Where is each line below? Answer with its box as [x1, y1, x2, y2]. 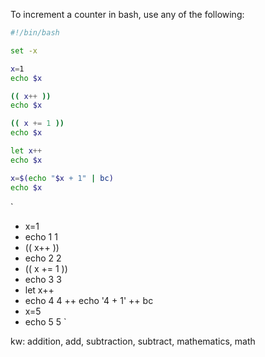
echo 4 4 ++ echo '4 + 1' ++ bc [24, 294, 154, 306]
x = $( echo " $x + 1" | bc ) [10, 173, 114, 183]
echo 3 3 [24, 273, 62, 285]
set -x [10, 45, 38, 56]
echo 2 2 [24, 252, 62, 264]
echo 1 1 [24, 230, 58, 243]
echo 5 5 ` [24, 315, 67, 328]
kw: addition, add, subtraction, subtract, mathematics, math [10, 335, 256, 347]
